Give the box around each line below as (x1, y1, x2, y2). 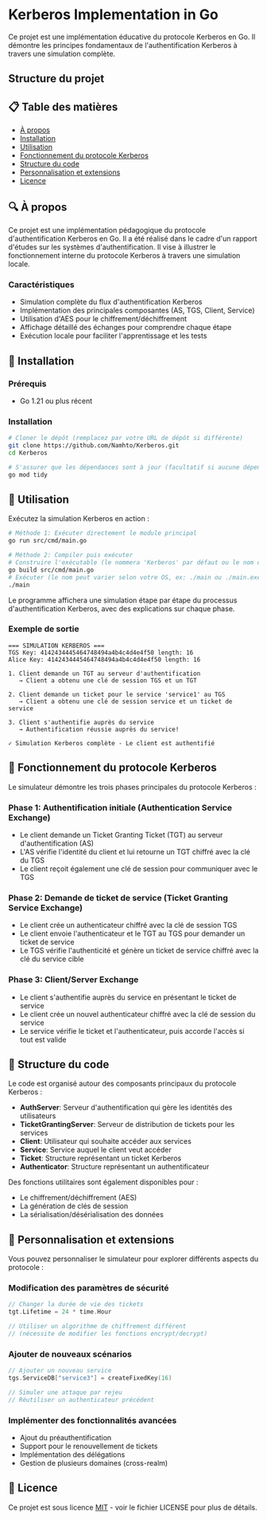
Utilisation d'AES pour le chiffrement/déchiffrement (19, 314, 188, 324)
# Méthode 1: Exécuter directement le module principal (8, 529, 197, 537)
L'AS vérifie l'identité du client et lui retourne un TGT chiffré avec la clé (19, 846, 251, 856)
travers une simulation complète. (8, 49, 116, 58)
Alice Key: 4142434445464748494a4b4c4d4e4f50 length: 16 (8, 655, 201, 663)
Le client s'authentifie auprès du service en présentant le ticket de (19, 992, 237, 1002)
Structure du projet (8, 72, 105, 85)
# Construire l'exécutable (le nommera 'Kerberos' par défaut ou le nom (8, 559, 254, 567)
